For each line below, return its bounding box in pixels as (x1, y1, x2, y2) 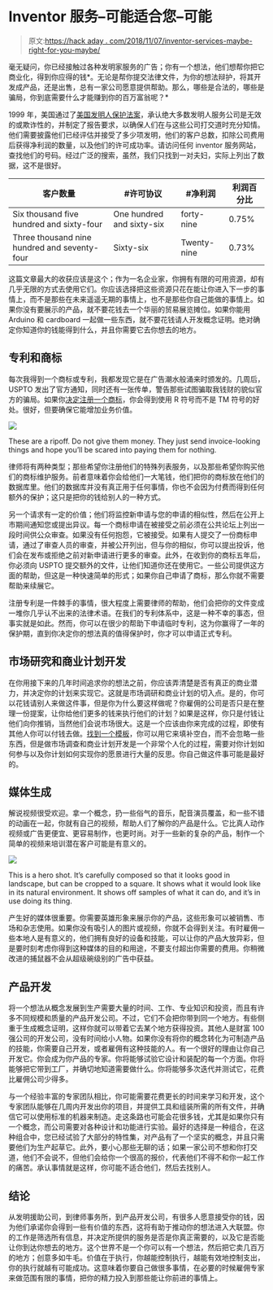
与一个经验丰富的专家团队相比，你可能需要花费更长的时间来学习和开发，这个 (8, 1091, 265, 1101)
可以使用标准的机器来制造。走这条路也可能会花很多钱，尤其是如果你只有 (22, 1112, 265, 1122)
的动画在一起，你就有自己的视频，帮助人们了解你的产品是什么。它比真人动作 (8, 819, 265, 829)
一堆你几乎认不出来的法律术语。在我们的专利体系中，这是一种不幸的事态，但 (8, 608, 265, 618)
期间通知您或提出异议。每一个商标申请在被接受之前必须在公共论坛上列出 (15, 519, 258, 529)
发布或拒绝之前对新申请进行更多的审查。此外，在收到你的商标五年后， (29, 550, 265, 560)
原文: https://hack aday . (28, 36, 108, 46)
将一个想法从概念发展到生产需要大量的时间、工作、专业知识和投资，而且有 (8, 1003, 258, 1013)
